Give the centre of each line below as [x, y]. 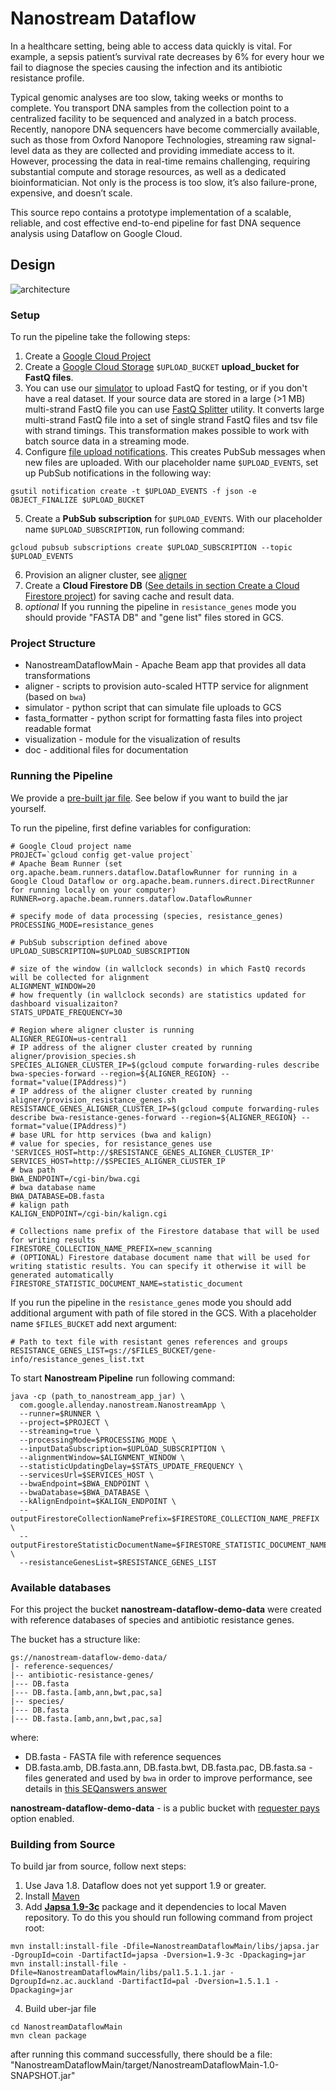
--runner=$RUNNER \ [60, 1413]
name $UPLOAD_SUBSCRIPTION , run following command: [134, 529]
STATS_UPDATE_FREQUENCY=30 [66, 1012]
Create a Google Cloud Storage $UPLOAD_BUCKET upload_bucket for [162, 367]
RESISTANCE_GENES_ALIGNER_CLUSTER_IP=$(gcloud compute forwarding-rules [165, 1108]
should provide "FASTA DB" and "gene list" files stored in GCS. [154, 618]
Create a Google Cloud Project [88, 356]
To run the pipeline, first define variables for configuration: [131, 828]
